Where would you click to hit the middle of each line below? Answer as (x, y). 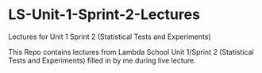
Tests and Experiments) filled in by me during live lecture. (102, 60)
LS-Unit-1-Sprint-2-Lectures (104, 15)
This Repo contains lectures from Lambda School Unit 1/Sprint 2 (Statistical (131, 52)
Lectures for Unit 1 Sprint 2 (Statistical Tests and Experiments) (110, 36)
